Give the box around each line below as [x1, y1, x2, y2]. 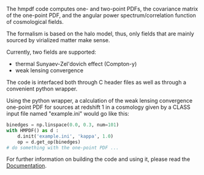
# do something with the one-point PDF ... [6, 144, 119, 151]
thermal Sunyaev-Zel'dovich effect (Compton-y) [15, 61, 137, 67]
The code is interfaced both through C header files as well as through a [6, 79, 187, 86]
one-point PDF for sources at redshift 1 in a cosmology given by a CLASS [6, 103, 191, 111]
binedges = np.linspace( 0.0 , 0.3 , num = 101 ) [6, 122, 119, 128]
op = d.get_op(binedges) [17, 139, 81, 145]
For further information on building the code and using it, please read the [6, 155, 191, 163]
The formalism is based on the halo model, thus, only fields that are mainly [6, 30, 194, 37]
